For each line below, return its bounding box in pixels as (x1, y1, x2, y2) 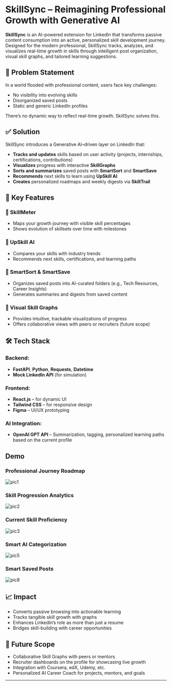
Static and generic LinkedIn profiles (12, 103, 88, 109)
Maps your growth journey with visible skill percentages (12, 220, 131, 226)
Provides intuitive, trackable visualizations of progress (12, 316, 127, 322)
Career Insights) (12, 285, 47, 292)
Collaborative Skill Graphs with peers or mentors (12, 653, 115, 659)
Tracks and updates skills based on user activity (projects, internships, (12, 151, 163, 157)
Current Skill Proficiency (5, 516, 68, 523)
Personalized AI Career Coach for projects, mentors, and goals (12, 670, 145, 676)
